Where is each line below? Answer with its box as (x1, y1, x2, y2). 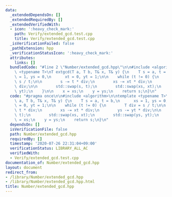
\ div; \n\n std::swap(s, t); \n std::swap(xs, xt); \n (14, 84, 161, 89)
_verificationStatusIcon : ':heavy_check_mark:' (10, 50, 114, 55)
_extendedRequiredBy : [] (10, 17, 63, 22)
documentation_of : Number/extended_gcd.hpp (5, 160, 100, 165)
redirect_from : (5, 170, 38, 175)
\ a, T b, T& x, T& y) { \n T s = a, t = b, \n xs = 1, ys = (14, 98, 161, 103)
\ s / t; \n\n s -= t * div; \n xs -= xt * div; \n (14, 79, 153, 84)
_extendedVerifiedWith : (10, 22, 60, 27)
